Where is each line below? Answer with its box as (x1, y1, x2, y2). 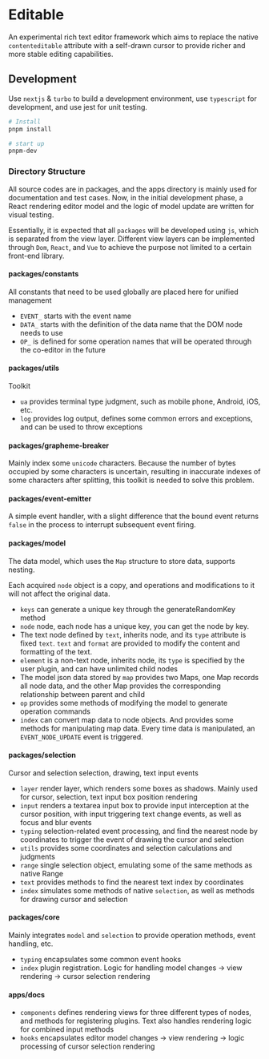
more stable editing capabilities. (8, 49, 114, 58)
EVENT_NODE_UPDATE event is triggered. (19, 731, 144, 742)
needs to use (19, 328, 63, 337)
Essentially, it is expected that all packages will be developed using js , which (8, 225, 259, 235)
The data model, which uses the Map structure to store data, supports (8, 556, 236, 566)
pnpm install (8, 125, 52, 133)
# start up (8, 139, 45, 147)
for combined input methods (19, 1025, 114, 1034)
